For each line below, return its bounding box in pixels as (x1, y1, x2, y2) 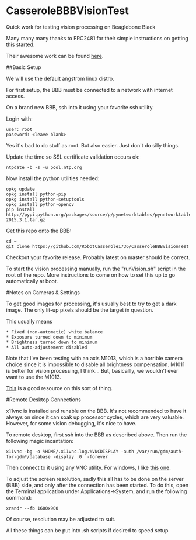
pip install (6, 207, 35, 212)
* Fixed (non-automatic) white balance (6, 329, 103, 335)
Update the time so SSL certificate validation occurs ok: (6, 153, 140, 160)
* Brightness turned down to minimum (6, 339, 98, 345)
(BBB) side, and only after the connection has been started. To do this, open (6, 481, 188, 489)
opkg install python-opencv (6, 201, 75, 207)
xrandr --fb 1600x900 (6, 505, 59, 511)
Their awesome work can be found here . (6, 52, 104, 59)
